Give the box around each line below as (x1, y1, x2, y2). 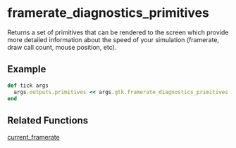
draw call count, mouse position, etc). (7, 43, 117, 51)
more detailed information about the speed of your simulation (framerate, (7, 35, 220, 43)
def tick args (7, 82, 49, 89)
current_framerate (7, 133, 60, 142)
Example (7, 63, 46, 75)
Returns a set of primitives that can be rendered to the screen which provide (7, 28, 229, 36)
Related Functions (7, 114, 89, 126)
